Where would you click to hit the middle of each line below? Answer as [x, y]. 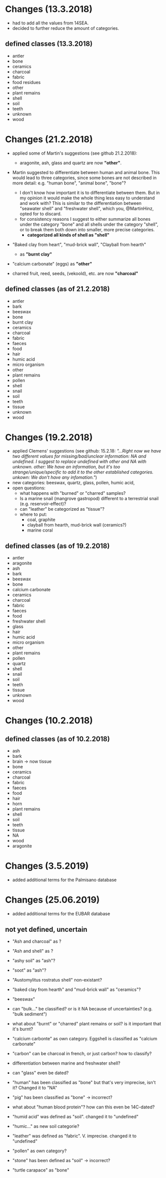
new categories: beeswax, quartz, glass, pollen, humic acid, [73, 483]
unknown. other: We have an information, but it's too [66, 467]
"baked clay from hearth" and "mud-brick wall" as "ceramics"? [77, 989]
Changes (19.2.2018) [49, 437]
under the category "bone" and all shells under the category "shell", [89, 224]
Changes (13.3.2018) [49, 9]
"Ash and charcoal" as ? [37, 941]
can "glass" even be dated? [40, 1073]
